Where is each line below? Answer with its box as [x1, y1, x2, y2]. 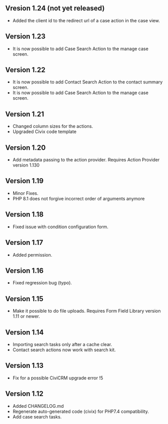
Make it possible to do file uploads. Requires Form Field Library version [12, 308, 161, 314]
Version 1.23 [5, 32, 46, 41]
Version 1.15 [5, 294, 44, 303]
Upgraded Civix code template [12, 129, 77, 135]
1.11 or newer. [12, 313, 40, 319]
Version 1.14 [5, 328, 44, 336]
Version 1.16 [5, 266, 44, 275]
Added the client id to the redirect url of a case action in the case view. [12, 17, 160, 23]
